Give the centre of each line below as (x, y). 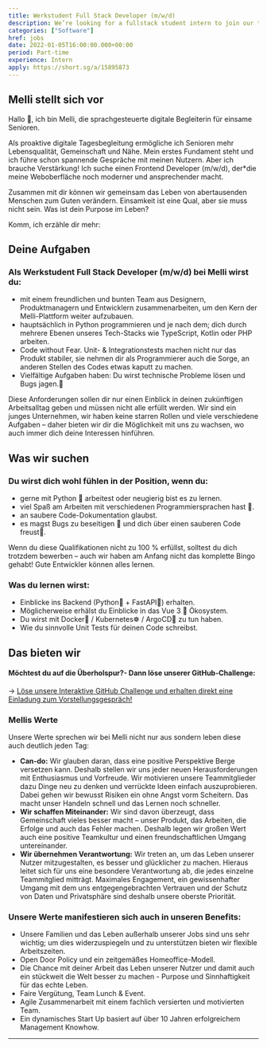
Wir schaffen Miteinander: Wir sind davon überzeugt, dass (117, 812)
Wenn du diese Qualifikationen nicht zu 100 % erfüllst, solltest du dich (123, 547)
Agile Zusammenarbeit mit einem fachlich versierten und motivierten (132, 1002)
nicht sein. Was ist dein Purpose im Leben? (79, 209)
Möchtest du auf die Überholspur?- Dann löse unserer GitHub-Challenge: (132, 673)
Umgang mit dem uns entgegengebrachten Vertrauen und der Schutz (133, 888)
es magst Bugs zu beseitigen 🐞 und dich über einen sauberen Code (130, 523)
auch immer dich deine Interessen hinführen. (81, 433)
